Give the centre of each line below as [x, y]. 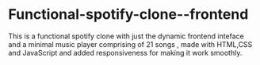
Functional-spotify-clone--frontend [128, 14]
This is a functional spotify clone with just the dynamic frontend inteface [126, 36]
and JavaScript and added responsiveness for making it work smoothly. [125, 52]
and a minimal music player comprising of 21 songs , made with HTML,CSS [130, 44]
